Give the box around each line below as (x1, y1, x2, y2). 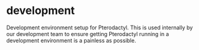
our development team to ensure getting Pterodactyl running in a (6, 30, 169, 37)
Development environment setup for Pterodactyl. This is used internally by (6, 24, 194, 31)
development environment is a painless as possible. (6, 37, 136, 44)
